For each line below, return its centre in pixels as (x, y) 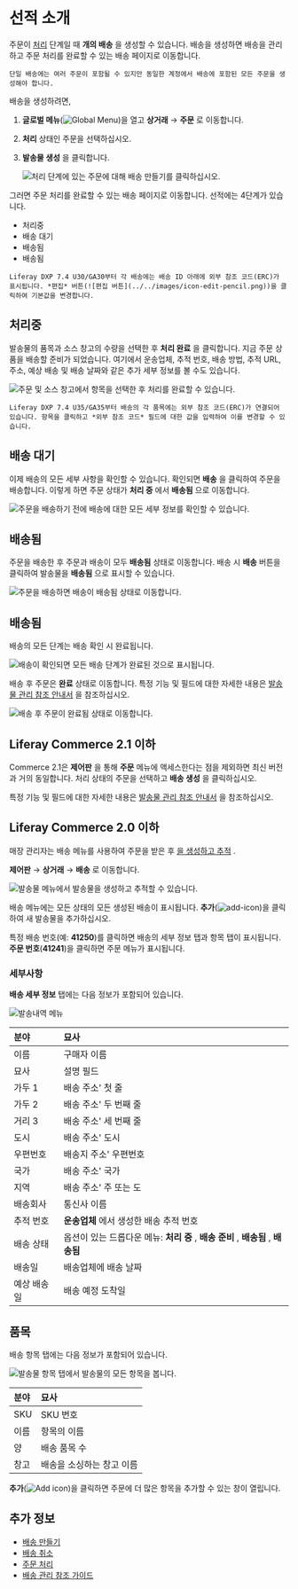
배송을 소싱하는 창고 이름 (89, 1464)
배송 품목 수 (63, 1448)
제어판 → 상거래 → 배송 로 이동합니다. (74, 869)
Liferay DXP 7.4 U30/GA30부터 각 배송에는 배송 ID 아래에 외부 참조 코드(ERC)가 (145, 277)
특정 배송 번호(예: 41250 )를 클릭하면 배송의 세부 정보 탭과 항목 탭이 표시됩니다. (145, 937)
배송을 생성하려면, (40, 101)
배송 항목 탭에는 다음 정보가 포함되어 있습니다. (89, 1354)
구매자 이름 (86, 1054)
